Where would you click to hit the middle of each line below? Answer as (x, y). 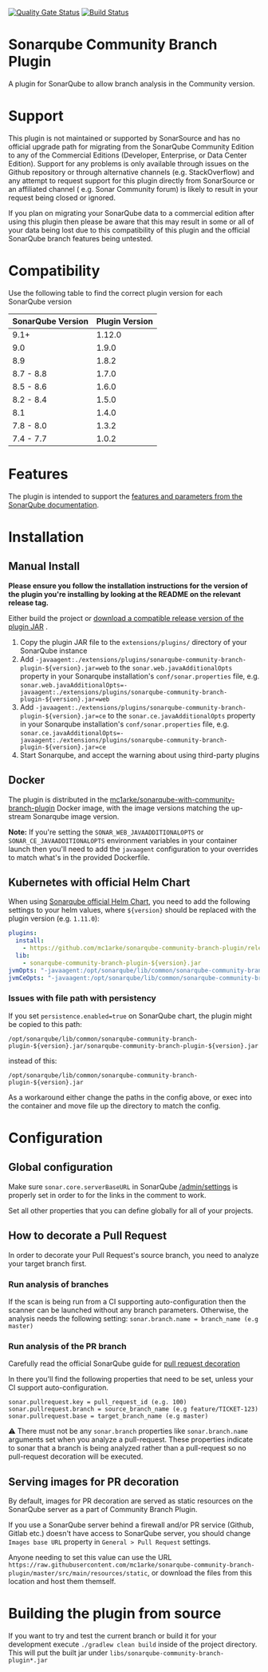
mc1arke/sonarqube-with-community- (172, 799)
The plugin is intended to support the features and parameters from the (126, 496)
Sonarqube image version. (76, 816)
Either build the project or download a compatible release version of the (126, 618)
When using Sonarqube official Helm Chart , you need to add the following (129, 902)
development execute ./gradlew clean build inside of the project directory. (133, 1644)
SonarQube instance (53, 651)
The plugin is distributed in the (58, 799)
